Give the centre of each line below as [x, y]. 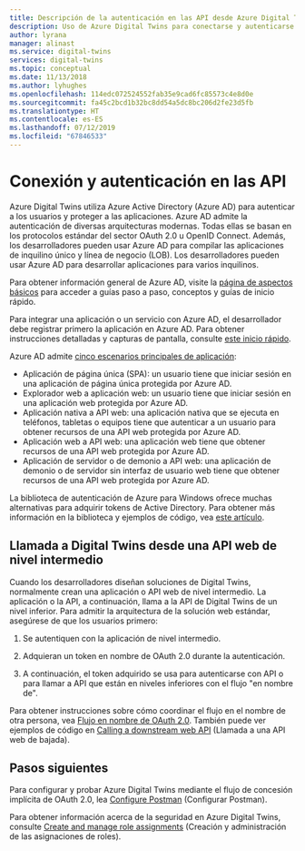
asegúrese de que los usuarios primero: [84, 621]
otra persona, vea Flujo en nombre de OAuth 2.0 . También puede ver [138, 720]
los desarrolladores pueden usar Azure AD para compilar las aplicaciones [147, 245]
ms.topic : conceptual [50, 69]
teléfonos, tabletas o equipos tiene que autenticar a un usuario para [149, 422]
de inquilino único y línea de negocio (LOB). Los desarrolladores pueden [144, 255]
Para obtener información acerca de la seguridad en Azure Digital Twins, [145, 817]
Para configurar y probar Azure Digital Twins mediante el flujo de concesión [151, 790]
